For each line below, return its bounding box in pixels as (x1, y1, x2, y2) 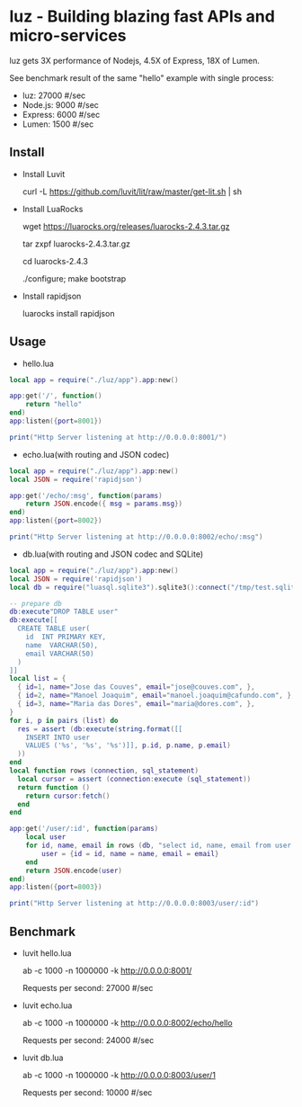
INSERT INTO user (25, 733, 91, 742)
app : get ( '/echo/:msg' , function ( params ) (9, 491, 164, 500)
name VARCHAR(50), (25, 640, 99, 649)
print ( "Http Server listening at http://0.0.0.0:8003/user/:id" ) (9, 899, 259, 908)
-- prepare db (9, 599, 63, 608)
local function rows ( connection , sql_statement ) (9, 766, 200, 775)
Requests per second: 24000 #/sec (22, 1035, 155, 1045)
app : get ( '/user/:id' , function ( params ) (9, 825, 159, 834)
